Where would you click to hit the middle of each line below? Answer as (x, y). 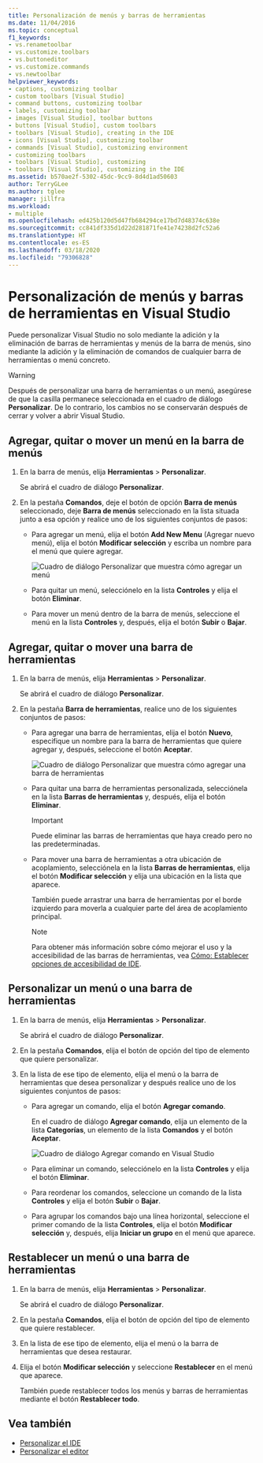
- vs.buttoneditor (38, 60)
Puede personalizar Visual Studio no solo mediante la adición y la (114, 335)
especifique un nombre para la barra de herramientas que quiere (137, 741)
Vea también (40, 1424)
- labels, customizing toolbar (59, 111)
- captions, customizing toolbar (63, 89)
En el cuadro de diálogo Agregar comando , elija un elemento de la (139, 1122)
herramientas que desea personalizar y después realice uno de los (128, 1082)
